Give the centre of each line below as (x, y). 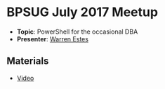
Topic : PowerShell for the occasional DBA (77, 32)
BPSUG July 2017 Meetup (82, 12)
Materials (28, 61)
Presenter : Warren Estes (53, 39)
